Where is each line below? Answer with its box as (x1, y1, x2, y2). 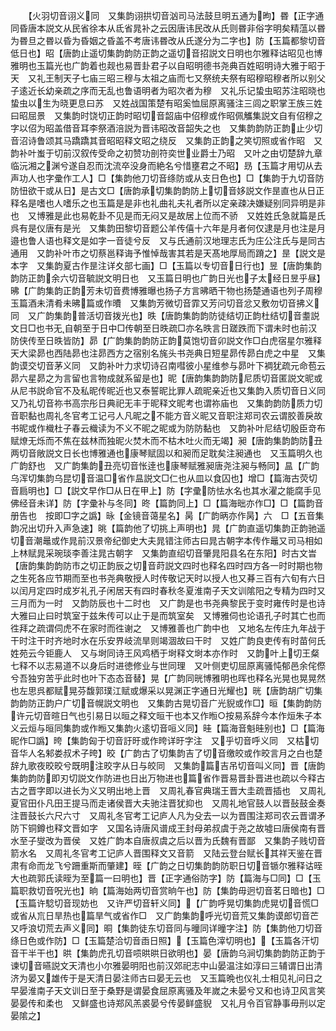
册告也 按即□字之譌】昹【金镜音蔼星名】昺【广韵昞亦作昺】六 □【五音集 (10, 510, 325, 521)
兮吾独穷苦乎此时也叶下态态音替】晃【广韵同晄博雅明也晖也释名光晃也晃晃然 (10, 672, 326, 684)
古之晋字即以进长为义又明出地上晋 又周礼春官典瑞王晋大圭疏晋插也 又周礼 (10, 785, 326, 796)
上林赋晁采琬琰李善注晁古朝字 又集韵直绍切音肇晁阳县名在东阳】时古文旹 (10, 547, 317, 559)
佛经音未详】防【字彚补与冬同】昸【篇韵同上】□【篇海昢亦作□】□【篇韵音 (10, 497, 324, 509)
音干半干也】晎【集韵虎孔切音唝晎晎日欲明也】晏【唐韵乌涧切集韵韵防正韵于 (10, 947, 326, 959)
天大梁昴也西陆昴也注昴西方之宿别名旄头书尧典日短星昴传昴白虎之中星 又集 (10, 347, 326, 359)
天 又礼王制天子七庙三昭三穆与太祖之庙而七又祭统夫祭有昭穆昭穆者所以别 (10, 72, 317, 84)
